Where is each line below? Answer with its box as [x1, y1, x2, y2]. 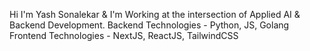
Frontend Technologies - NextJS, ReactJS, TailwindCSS [9, 30, 239, 41]
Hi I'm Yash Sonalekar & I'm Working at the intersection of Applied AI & [9, 9, 301, 20]
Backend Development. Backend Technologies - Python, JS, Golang [9, 19, 290, 31]
